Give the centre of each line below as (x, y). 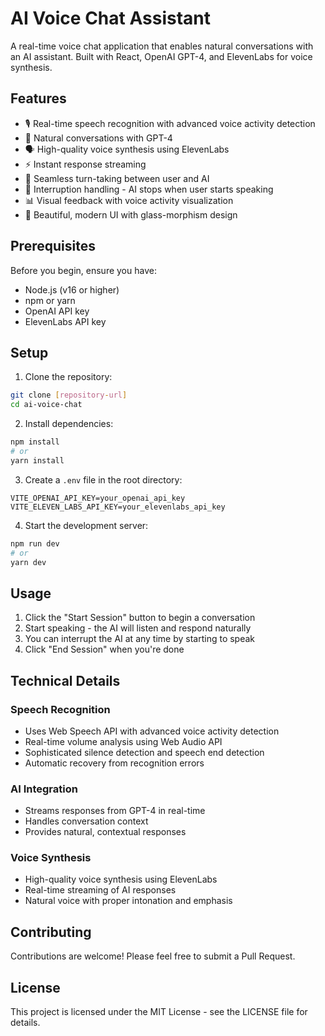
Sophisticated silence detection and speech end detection (144, 752)
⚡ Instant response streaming (85, 164)
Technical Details (65, 680)
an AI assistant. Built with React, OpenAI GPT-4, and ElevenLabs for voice (161, 56)
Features (38, 98)
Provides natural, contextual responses (105, 832)
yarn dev (28, 562)
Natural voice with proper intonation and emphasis (128, 901)
